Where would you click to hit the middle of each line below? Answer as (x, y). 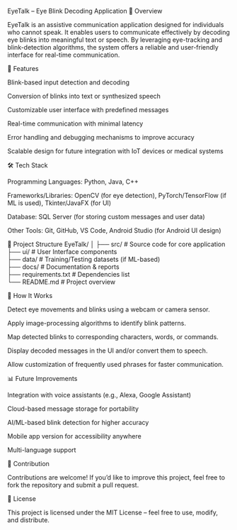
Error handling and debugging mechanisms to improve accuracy (101, 137)
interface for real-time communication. (64, 55)
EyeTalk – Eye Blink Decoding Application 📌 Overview (85, 11)
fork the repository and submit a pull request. (73, 485)
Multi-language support (42, 450)
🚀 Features (23, 68)
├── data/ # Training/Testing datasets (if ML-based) (84, 259)
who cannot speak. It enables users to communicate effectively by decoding (118, 32)
